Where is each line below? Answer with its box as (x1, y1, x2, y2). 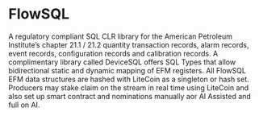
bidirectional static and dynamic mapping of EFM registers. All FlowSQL (8, 65, 246, 75)
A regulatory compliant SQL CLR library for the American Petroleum (8, 31, 232, 41)
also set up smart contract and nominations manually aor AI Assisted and (8, 91, 252, 101)
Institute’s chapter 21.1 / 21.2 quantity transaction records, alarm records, (8, 39, 249, 49)
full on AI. (8, 100, 40, 110)
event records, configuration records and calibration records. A (8, 48, 219, 58)
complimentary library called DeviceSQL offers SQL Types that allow (8, 57, 236, 67)
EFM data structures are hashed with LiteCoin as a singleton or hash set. (8, 74, 250, 84)
